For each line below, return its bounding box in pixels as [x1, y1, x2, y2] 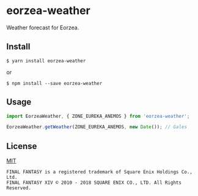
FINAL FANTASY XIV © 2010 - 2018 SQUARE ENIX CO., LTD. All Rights [6, 180, 182, 186]
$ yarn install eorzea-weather [6, 57, 86, 64]
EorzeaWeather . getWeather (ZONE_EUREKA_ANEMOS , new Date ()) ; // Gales [6, 124, 188, 130]
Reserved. [6, 185, 32, 191]
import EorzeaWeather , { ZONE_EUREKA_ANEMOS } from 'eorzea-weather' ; [6, 113, 190, 119]
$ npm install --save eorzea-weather [6, 80, 103, 86]
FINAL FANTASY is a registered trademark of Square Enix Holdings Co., [6, 169, 193, 175]
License [6, 141, 37, 151]
